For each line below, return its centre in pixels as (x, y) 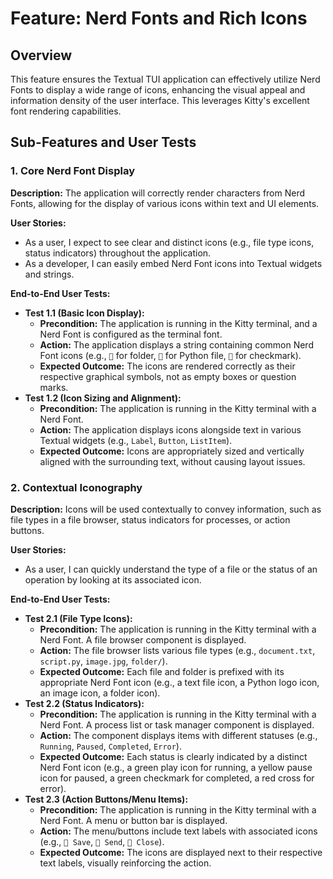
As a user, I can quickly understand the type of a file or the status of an (171, 569)
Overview (41, 55)
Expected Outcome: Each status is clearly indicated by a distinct (173, 756)
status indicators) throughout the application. (118, 253)
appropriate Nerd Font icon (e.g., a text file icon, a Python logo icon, (179, 682)
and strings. (49, 274)
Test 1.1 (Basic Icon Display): (84, 313)
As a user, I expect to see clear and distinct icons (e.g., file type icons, (169, 242)
